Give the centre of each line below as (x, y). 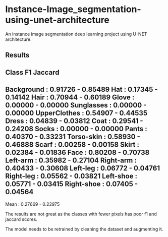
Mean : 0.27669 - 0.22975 (33, 204)
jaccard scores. (21, 219)
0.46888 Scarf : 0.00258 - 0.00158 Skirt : (72, 145)
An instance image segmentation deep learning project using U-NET (76, 34)
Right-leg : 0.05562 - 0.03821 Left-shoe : (71, 176)
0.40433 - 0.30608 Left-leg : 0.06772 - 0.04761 (83, 168)
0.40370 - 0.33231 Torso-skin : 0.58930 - (73, 137)
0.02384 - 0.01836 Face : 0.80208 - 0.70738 (77, 153)
